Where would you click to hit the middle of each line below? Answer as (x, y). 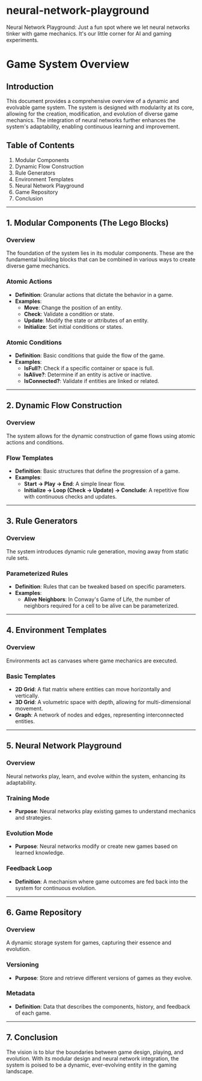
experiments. (23, 40)
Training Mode (28, 798)
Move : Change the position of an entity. (73, 307)
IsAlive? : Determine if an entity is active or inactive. (88, 375)
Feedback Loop (29, 868)
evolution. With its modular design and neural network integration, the (93, 1058)
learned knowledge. (40, 853)
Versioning (23, 965)
